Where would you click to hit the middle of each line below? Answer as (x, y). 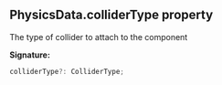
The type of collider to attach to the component (99, 37)
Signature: (30, 55)
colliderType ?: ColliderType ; (67, 71)
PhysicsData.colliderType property (111, 15)
